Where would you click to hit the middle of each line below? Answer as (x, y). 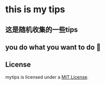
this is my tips (35, 9)
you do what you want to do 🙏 (53, 47)
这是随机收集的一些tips (42, 29)
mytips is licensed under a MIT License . (47, 77)
